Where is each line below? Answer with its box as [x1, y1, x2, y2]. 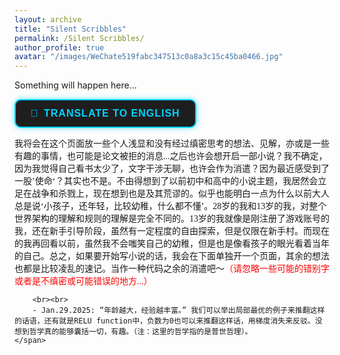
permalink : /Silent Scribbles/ [14, 33, 145, 43]
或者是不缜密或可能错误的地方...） [14, 276, 153, 287]
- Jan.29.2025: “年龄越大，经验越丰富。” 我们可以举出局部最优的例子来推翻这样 [32, 306, 326, 316]
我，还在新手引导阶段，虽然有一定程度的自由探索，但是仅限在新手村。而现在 [14, 226, 330, 237]
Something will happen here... [14, 79, 137, 91]
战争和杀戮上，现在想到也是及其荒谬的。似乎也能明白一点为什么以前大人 [31, 189, 330, 200]
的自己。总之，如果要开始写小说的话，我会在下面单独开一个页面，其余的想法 [14, 251, 330, 262]
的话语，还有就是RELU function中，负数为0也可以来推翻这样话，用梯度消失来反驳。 [14, 316, 316, 326]
